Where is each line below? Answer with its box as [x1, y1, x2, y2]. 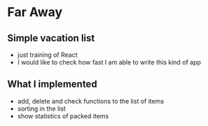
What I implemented [7, 78, 97, 90]
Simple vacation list [7, 32, 95, 44]
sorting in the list [17, 104, 67, 113]
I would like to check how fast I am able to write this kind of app [17, 58, 202, 66]
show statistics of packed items [17, 111, 109, 120]
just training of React [17, 50, 78, 59]
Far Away [7, 4, 63, 20]
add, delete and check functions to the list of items [17, 97, 165, 105]
